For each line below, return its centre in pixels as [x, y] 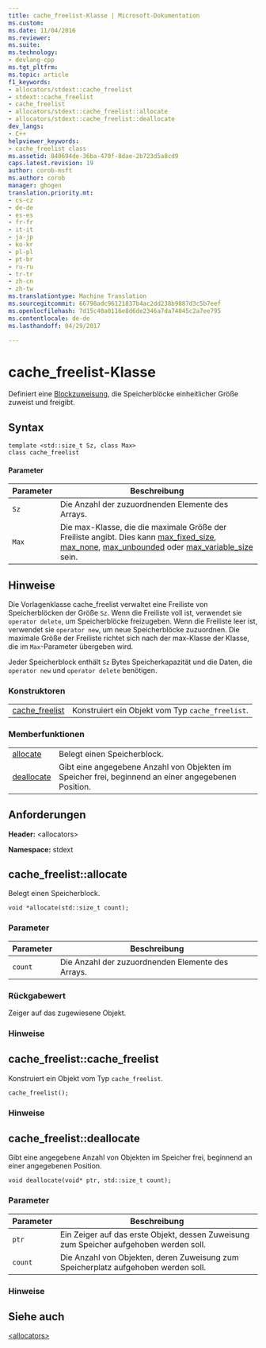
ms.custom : [26, 23]
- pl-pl [21, 252]
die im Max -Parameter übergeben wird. [70, 647]
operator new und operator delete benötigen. [83, 670]
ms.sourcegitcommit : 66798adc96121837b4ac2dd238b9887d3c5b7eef [115, 303]
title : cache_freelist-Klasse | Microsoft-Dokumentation [104, 15]
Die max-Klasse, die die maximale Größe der [143, 527]
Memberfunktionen [46, 734]
